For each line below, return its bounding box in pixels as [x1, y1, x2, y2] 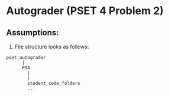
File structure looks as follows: [14, 43, 89, 50]
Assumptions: [6, 28, 59, 38]
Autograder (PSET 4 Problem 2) [6, 4, 164, 18]
